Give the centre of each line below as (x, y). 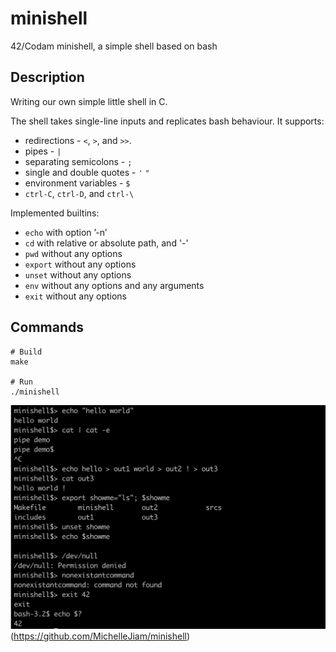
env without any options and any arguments (114, 285)
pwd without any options (73, 253)
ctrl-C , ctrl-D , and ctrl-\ (79, 193)
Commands (47, 327)
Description (47, 77)
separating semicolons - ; (78, 161)
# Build (26, 352)
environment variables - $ (77, 183)
